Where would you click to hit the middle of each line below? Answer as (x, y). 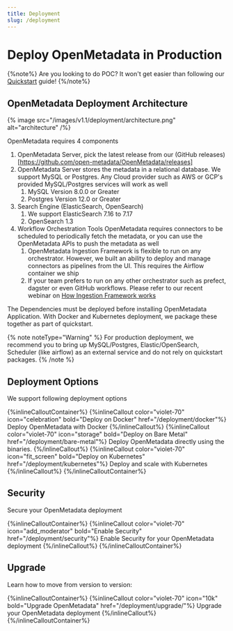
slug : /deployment (34, 20)
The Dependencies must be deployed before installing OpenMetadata (107, 309)
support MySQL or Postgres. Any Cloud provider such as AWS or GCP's (120, 177)
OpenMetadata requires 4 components (63, 141)
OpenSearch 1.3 (50, 221)
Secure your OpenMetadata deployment (65, 510)
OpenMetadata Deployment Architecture (98, 103)
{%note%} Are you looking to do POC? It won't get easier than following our (116, 74)
